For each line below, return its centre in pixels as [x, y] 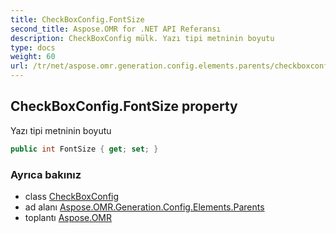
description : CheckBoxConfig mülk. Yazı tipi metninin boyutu [142, 38]
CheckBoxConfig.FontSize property [124, 106]
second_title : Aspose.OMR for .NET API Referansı [116, 29]
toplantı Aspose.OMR [68, 217]
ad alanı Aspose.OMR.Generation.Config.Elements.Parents [144, 207]
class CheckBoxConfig [72, 196]
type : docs [33, 47]
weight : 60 [33, 57]
